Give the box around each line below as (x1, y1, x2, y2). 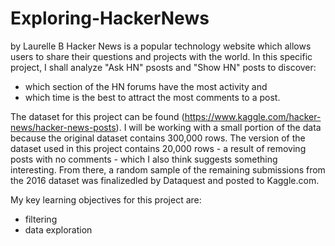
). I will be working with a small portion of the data (115, 121, 322, 133)
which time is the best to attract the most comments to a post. (24, 91, 281, 103)
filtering (24, 213, 58, 225)
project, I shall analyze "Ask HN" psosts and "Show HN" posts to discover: (10, 61, 317, 73)
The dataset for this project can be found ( (10, 110, 185, 122)
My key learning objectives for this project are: (10, 193, 202, 206)
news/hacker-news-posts (10, 121, 117, 133)
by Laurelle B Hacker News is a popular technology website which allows (10, 40, 312, 52)
